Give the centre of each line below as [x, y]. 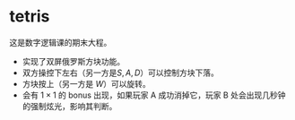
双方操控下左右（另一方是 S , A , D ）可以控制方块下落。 [121, 73]
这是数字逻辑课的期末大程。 [61, 42]
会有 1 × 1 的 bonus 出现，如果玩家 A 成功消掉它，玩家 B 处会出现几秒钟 [154, 95]
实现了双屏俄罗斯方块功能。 [74, 61]
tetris [30, 17]
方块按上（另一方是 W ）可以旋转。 [86, 83]
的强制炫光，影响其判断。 [69, 106]
